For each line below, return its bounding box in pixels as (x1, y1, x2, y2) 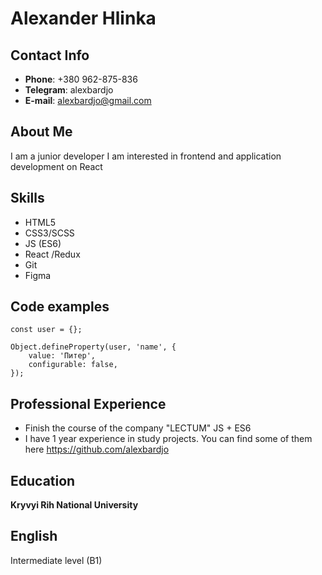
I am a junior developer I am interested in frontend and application (10, 150, 282, 162)
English (10, 528, 58, 545)
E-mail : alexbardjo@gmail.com (24, 95, 152, 106)
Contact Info (10, 47, 90, 64)
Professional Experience (10, 395, 167, 412)
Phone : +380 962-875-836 (24, 73, 138, 85)
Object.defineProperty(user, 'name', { (10, 342, 177, 352)
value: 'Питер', (28, 351, 97, 361)
